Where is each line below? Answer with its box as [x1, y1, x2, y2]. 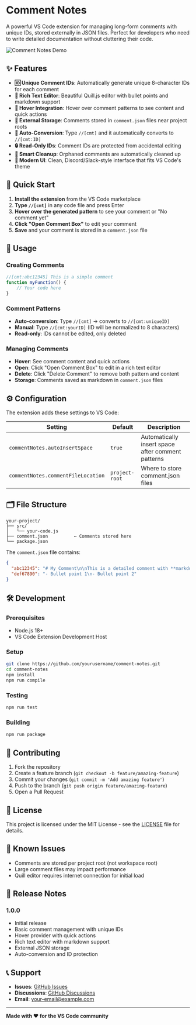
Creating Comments [6, 261, 65, 269]
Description [147, 423, 181, 431]
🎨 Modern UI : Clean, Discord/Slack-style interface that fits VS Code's [14, 156, 181, 164]
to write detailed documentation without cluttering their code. [6, 35, 153, 42]
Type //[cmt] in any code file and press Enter [14, 201, 124, 208]
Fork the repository [14, 763, 61, 771]
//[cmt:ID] [14, 136, 41, 142]
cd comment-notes [6, 666, 48, 673]
